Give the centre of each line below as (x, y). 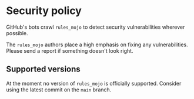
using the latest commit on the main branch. (59, 90)
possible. (17, 33)
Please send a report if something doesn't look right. (70, 50)
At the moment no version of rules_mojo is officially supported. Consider (94, 83)
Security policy (44, 11)
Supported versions (43, 69)
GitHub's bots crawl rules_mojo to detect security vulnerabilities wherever (96, 27)
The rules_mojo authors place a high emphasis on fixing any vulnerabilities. (97, 45)
